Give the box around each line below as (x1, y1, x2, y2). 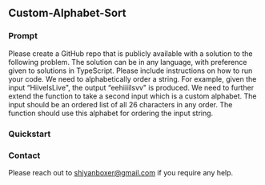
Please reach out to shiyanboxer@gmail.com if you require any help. (8, 167, 234, 177)
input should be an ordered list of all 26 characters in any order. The (8, 99, 233, 109)
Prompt (8, 30, 38, 42)
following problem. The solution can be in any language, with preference (8, 57, 247, 66)
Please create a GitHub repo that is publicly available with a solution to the (8, 48, 253, 58)
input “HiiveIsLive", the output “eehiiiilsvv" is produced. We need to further (8, 82, 255, 92)
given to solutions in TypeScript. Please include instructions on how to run (8, 66, 253, 75)
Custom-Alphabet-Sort (8, 6, 126, 20)
